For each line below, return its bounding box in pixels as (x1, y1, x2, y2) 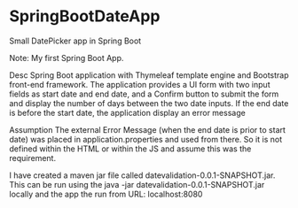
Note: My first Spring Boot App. (9, 52, 124, 63)
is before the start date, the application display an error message (9, 107, 246, 118)
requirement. (9, 152, 56, 163)
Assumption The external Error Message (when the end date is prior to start (9, 124, 286, 135)
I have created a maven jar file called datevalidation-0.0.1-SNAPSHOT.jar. (9, 170, 276, 181)
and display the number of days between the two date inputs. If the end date (9, 97, 289, 108)
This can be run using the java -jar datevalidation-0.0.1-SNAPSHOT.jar (9, 179, 265, 189)
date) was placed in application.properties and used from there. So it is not (9, 134, 282, 144)
